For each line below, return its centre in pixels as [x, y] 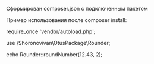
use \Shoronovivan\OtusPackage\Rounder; [58, 43]
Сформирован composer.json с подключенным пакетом [77, 9]
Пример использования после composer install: [67, 20]
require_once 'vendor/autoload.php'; [51, 31]
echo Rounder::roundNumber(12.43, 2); [54, 55]
